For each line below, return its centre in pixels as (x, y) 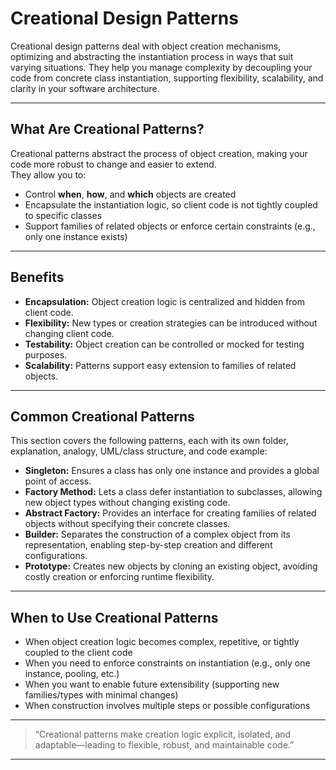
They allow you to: (48, 174)
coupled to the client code (78, 653)
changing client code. (69, 333)
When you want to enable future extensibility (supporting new (152, 684)
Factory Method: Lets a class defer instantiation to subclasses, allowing (173, 492)
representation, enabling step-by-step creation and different (148, 545)
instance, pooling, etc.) (72, 674)
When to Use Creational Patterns (114, 617)
